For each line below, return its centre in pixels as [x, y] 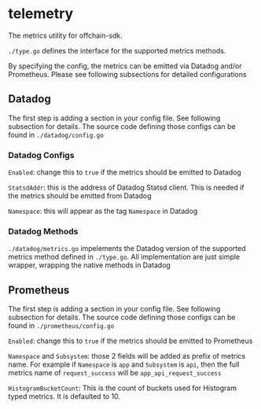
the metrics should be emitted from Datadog [80, 196]
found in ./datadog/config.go [56, 134]
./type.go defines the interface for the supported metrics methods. [117, 50]
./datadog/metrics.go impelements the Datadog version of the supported [127, 249]
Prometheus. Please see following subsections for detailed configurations [127, 74]
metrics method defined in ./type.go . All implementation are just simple [124, 257]
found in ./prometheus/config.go [61, 326]
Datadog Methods [43, 231]
